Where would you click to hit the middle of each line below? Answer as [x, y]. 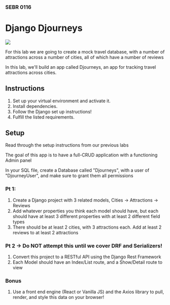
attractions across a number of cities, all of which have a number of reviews [84, 57]
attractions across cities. [31, 72]
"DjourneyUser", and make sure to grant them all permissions [69, 176]
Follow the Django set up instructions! [52, 112]
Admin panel [19, 160]
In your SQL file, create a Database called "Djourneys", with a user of [77, 170]
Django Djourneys [44, 28]
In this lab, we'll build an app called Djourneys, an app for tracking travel [81, 67]
